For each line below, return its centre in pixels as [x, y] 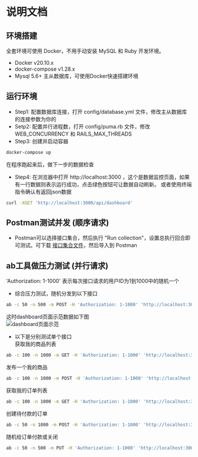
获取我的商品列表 [35, 344]
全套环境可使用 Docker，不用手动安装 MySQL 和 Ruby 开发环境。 [85, 51]
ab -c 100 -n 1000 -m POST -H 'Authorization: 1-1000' [75, 378]
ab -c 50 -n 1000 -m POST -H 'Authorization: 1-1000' [74, 425]
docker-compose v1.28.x [45, 69]
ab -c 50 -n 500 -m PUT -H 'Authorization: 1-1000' [71, 448]
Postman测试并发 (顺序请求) [57, 223]
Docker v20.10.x [34, 63]
